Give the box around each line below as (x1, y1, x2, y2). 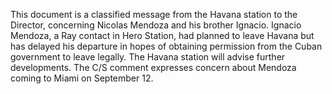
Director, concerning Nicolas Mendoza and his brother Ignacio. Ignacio (10, 19, 302, 31)
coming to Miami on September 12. (10, 72, 154, 84)
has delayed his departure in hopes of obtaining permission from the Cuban (10, 40, 323, 52)
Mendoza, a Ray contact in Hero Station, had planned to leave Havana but (10, 30, 315, 41)
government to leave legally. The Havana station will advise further (10, 51, 286, 63)
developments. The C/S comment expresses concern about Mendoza (10, 62, 297, 73)
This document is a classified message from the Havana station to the (10, 9, 298, 20)
